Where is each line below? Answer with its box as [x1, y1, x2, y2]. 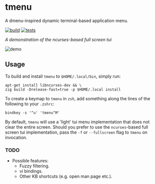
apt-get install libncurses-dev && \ [5, 83, 82, 88]
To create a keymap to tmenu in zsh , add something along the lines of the [5, 95, 150, 101]
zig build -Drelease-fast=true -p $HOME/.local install [5, 87, 121, 92]
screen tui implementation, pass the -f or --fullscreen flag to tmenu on [5, 129, 148, 135]
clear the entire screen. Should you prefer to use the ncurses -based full [5, 124, 149, 130]
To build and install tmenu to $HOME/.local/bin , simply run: [5, 73, 121, 79]
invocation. [5, 134, 28, 140]
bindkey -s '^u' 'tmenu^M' [5, 110, 60, 115]
